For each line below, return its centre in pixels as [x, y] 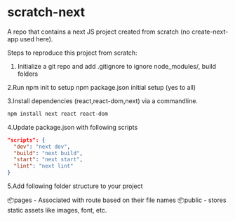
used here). [36, 39]
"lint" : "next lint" [43, 166]
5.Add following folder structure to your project [75, 186]
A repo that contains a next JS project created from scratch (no [99, 32]
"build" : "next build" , [48, 153]
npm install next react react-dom [58, 114]
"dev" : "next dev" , [42, 147]
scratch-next [46, 12]
